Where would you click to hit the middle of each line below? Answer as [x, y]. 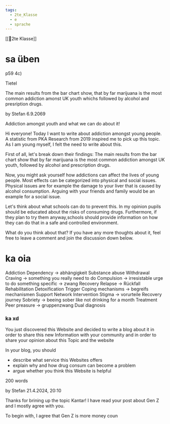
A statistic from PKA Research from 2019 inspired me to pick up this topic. [83, 139]
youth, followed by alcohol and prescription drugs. [58, 165]
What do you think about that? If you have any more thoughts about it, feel [83, 233]
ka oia [18, 259]
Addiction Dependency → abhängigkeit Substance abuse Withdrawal [78, 273]
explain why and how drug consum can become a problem [74, 365]
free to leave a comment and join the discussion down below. [69, 238]
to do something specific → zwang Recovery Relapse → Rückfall [73, 284]
